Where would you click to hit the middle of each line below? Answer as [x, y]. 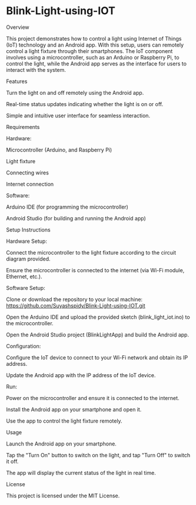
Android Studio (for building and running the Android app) [76, 218]
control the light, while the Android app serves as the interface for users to [97, 64]
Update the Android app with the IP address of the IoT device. [81, 375]
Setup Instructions [29, 230]
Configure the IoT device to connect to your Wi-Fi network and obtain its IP [97, 357]
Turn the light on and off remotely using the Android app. [75, 93]
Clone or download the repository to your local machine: [74, 299]
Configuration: [24, 346]
